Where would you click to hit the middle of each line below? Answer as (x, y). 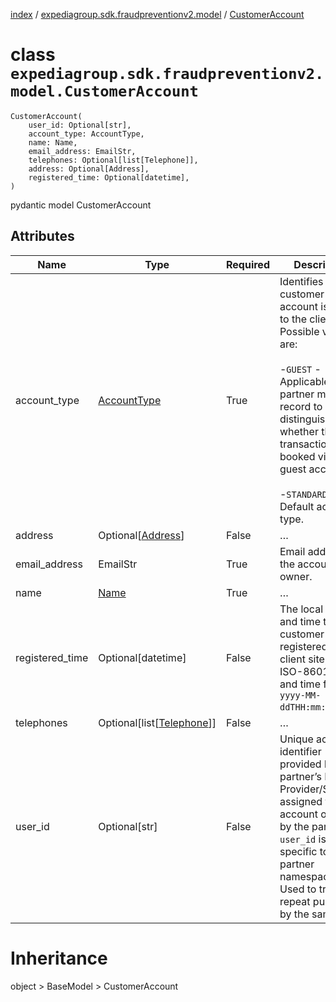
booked (297, 456)
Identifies (301, 281)
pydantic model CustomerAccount (81, 205)
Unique (296, 739)
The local (301, 609)
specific (298, 851)
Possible (299, 331)
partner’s (300, 776)
